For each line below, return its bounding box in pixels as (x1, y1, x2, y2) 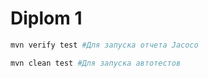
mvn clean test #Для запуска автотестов (10, 58, 182, 68)
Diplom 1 (10, 7, 83, 30)
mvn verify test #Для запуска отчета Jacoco (10, 40, 199, 50)
